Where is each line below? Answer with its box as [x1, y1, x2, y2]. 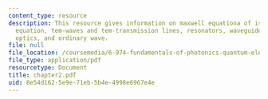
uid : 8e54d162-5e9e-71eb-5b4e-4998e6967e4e [8, 78, 156, 86]
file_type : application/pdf [8, 57, 102, 65]
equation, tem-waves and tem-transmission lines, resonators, [15, 26, 227, 34]
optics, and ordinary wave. [15, 34, 109, 42]
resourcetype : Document [8, 64, 88, 72]
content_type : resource [8, 11, 88, 20]
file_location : [8, 49, 59, 57]
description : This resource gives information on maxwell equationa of [8, 19, 251, 27]
